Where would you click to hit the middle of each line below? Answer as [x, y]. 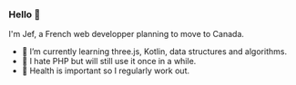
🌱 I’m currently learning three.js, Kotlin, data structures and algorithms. [154, 52]
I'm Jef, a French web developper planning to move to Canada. [127, 34]
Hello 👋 [25, 14]
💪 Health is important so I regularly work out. [106, 71]
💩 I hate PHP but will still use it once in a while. [109, 61]
